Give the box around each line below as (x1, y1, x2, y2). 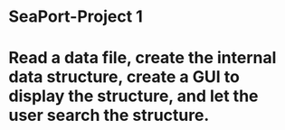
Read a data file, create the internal (8, 48, 277, 69)
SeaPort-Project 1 (8, 6, 144, 27)
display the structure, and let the (8, 86, 259, 107)
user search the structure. (8, 106, 210, 125)
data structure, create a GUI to (8, 67, 241, 88)
